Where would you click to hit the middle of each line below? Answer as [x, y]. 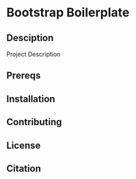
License [24, 145]
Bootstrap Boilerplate [68, 13]
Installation [31, 99]
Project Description [33, 54]
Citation [24, 168]
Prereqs [24, 75]
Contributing [34, 122]
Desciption [30, 38]
